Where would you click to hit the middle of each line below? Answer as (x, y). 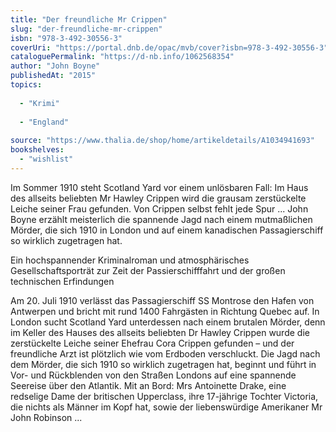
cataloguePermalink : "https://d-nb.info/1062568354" (122, 57)
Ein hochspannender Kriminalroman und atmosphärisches (130, 260)
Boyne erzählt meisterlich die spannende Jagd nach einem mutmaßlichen (161, 219)
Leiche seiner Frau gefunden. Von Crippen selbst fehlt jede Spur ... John (159, 208)
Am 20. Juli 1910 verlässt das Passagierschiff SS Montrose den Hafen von (162, 300)
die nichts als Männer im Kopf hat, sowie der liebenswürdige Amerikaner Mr (166, 407)
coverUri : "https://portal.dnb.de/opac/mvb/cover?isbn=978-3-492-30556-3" (169, 47)
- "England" (44, 122)
